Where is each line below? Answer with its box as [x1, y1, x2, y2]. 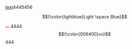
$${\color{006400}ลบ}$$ [58, 31, 111, 37]
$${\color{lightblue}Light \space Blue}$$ [42, 14, 127, 19]
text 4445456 [5, 4, 33, 10]
